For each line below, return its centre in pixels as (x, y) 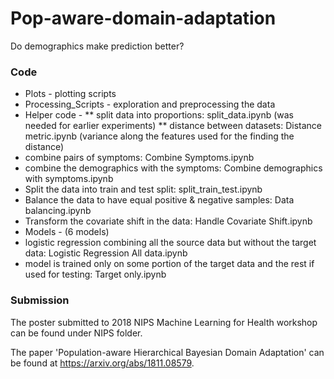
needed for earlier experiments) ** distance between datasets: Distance (173, 126)
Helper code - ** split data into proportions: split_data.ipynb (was (159, 115)
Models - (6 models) (67, 232)
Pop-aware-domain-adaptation (143, 18)
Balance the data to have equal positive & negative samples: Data (159, 200)
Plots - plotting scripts (70, 94)
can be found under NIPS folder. (76, 333)
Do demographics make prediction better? (97, 46)
